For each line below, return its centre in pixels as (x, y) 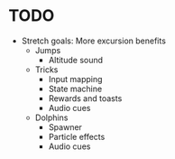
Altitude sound (76, 60)
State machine (75, 89)
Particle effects (77, 136)
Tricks (46, 70)
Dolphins (51, 117)
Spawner (65, 126)
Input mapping (75, 79)
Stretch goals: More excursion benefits (93, 41)
